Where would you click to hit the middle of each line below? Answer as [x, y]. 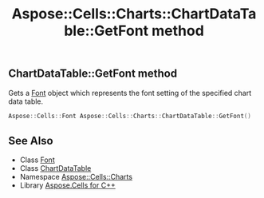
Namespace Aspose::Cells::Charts [76, 177]
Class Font [37, 160]
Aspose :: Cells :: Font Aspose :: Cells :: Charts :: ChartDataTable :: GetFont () [130, 116]
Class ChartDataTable [55, 168]
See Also [31, 141]
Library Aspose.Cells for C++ [67, 185]
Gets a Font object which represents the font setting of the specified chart [130, 93]
